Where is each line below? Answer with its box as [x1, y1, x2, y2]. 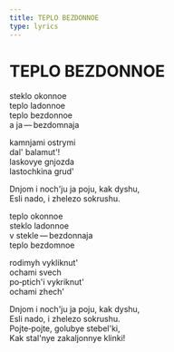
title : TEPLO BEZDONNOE [9, 13, 100, 23]
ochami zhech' [9, 287, 65, 298]
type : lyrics [9, 22, 59, 31]
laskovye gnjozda [9, 156, 75, 168]
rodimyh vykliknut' [9, 258, 79, 269]
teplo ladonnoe [9, 101, 66, 112]
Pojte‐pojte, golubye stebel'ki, [9, 323, 121, 334]
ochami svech [9, 267, 62, 278]
